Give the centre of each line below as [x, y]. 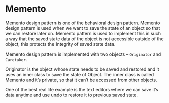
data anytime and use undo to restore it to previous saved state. [71, 95]
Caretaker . [16, 59]
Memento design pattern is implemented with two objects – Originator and [83, 54]
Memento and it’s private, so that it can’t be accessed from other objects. [81, 80]
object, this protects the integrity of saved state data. [60, 44]
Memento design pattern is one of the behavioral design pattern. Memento [83, 23]
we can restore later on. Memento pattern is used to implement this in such [83, 33]
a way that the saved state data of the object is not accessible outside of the [84, 39]
